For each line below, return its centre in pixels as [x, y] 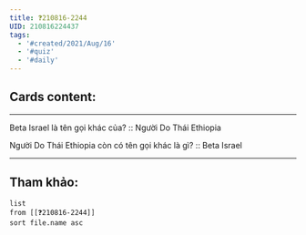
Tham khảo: [44, 183]
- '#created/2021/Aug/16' [67, 43]
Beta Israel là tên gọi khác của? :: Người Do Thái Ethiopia [115, 128]
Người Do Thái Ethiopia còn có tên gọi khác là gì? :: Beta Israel [126, 145]
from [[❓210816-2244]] [52, 212]
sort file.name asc [46, 223]
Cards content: [53, 97]
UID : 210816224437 [44, 26]
